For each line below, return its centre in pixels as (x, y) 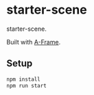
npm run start (27, 85)
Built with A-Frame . (34, 42)
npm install (23, 79)
